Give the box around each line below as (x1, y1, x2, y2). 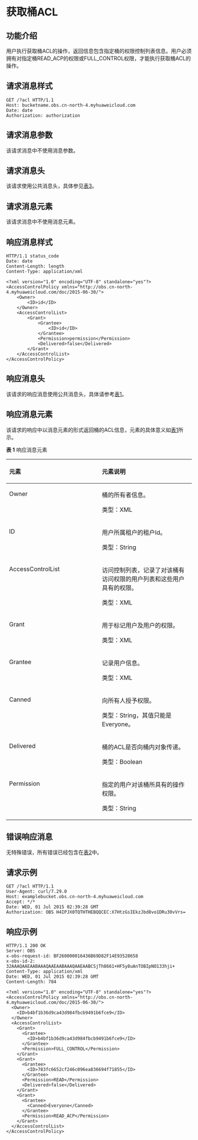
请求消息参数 (6, 130, 53, 140)
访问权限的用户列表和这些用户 (102, 574, 185, 583)
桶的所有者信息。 (102, 491, 150, 499)
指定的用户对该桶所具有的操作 (102, 780, 185, 789)
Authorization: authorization (6, 113, 81, 119)
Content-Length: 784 (6, 979, 57, 985)
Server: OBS (6, 948, 35, 954)
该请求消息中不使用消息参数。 (6, 147, 78, 154)
